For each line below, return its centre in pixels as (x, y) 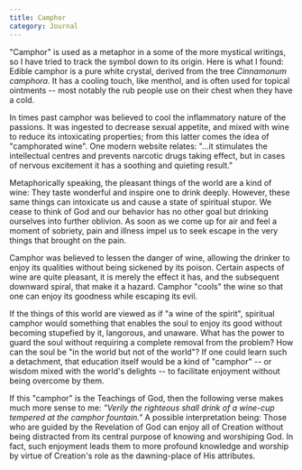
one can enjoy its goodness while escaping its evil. (104, 296)
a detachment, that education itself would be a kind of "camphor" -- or (141, 361)
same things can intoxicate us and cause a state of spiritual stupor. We (141, 202)
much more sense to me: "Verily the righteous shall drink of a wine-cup (142, 408)
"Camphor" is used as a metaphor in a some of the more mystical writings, (148, 51)
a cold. (22, 99)
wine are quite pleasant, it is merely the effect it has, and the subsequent (144, 277)
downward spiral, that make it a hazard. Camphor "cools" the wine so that (146, 286)
